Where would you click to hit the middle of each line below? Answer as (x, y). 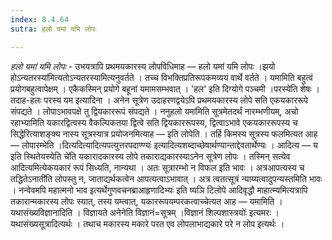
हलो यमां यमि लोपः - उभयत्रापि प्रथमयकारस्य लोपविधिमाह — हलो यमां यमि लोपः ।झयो (143, 66)
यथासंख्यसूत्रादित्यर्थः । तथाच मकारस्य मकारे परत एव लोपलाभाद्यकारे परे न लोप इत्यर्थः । (147, 223)
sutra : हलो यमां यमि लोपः (53, 29)
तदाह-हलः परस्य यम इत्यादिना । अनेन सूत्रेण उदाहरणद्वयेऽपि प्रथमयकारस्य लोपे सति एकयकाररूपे (159, 100)
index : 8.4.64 (40, 19)
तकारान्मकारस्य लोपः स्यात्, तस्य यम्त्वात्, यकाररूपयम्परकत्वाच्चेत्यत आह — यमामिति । (146, 201)
